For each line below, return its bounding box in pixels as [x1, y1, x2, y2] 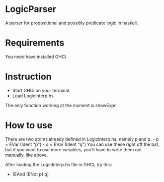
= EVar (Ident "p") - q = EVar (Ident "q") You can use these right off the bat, [5, 141, 160, 147]
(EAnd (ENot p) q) [12, 171, 49, 177]
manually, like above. [5, 152, 48, 158]
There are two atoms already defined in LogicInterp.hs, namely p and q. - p [5, 136, 159, 142]
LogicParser [5, 3, 56, 15]
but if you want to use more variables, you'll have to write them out [5, 146, 142, 152]
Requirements [5, 37, 65, 49]
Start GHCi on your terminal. [12, 87, 71, 93]
